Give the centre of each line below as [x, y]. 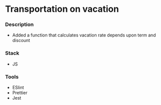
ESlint [18, 88]
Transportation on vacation [62, 9]
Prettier [20, 93]
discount [21, 40]
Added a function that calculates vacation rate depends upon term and [84, 35]
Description [19, 25]
